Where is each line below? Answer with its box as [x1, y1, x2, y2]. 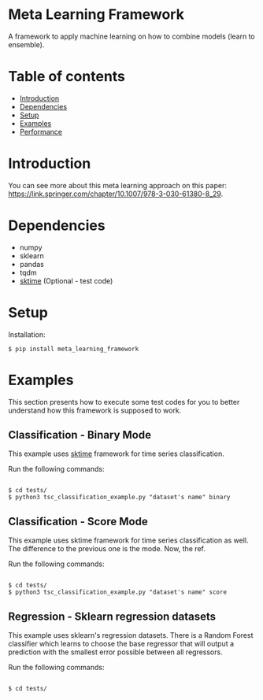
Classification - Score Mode [8, 514, 148, 528]
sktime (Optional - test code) [19, 276, 113, 285]
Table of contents [8, 68, 126, 86]
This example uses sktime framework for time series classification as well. [8, 535, 249, 545]
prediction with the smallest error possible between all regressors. [8, 647, 223, 657]
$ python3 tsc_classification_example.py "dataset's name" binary [8, 494, 231, 502]
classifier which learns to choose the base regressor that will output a [8, 639, 235, 649]
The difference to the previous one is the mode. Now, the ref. [8, 544, 206, 554]
